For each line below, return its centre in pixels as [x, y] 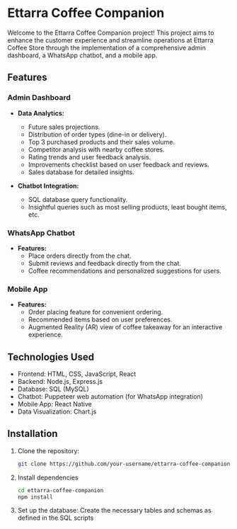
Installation [33, 434]
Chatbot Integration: [48, 186]
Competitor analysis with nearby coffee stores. [96, 149]
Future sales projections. [64, 127]
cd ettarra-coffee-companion [60, 490]
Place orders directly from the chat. [80, 256]
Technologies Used [51, 357]
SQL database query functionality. [78, 199]
